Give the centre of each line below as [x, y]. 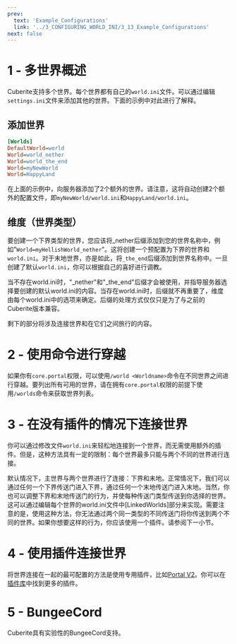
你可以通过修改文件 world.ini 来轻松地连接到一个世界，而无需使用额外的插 [114, 445]
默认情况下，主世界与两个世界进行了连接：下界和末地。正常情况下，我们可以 [119, 478]
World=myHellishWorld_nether [59, 250]
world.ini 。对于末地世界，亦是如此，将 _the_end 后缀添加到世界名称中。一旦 [117, 258]
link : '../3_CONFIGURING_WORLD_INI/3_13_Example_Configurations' [112, 27]
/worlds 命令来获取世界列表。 [56, 393]
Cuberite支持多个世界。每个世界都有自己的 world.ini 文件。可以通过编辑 [111, 92]
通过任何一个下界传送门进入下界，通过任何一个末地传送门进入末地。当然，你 [119, 487]
